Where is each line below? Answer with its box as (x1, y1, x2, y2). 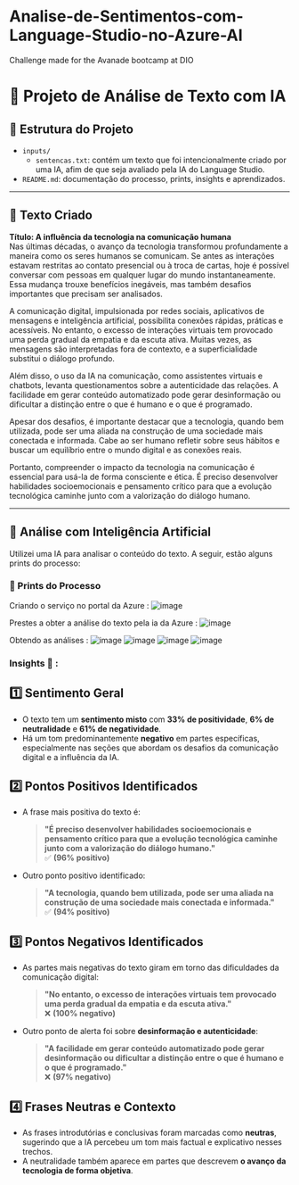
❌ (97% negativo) (44, 1072, 111, 1082)
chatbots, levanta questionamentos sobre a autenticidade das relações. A (9, 379, 279, 390)
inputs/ (21, 146, 51, 155)
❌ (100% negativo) (44, 1008, 116, 1019)
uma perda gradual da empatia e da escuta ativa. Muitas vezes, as (9, 334, 252, 344)
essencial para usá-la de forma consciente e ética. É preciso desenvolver (9, 471, 279, 482)
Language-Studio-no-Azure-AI (9, 25, 243, 46)
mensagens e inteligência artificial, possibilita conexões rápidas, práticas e (9, 315, 284, 326)
